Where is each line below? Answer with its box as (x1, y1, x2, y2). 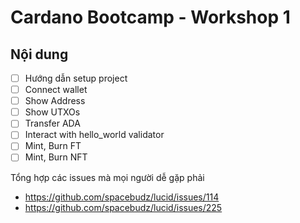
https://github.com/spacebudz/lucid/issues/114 (24, 191, 220, 203)
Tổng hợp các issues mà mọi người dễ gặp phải (10, 171, 205, 183)
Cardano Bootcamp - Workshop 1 (10, 6, 291, 29)
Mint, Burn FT (24, 140, 82, 152)
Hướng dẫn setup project (24, 72, 128, 84)
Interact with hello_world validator (24, 129, 165, 141)
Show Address (24, 95, 86, 107)
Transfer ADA (24, 117, 81, 130)
